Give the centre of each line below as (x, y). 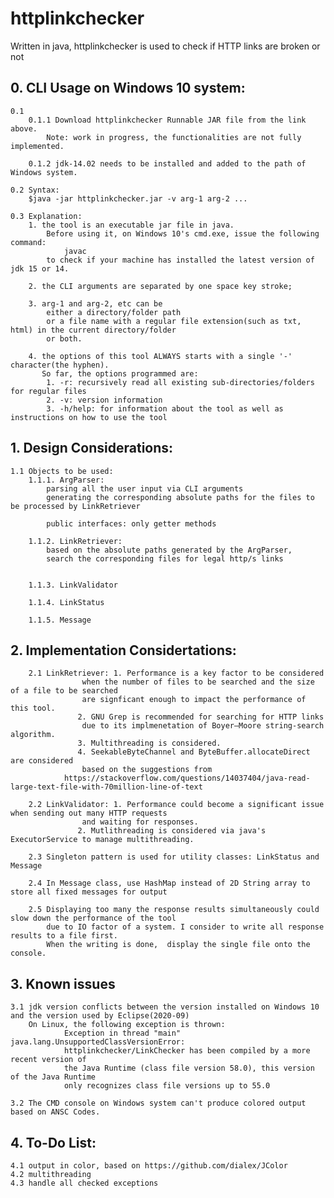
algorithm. (33, 735)
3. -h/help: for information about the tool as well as (165, 408)
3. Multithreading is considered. (149, 743)
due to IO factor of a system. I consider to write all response (185, 927)
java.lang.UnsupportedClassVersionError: (98, 1042)
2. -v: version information (104, 400)
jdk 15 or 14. (40, 268)
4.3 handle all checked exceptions (84, 1183)
